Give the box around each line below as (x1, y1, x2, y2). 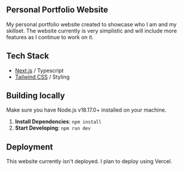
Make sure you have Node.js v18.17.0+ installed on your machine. (6, 106, 167, 113)
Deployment (6, 142, 53, 152)
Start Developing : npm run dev (14, 124, 91, 131)
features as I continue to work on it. (6, 33, 94, 41)
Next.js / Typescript (14, 67, 64, 74)
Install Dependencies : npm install (14, 118, 102, 125)
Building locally (6, 91, 65, 101)
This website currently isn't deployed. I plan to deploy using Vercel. (6, 158, 172, 165)
